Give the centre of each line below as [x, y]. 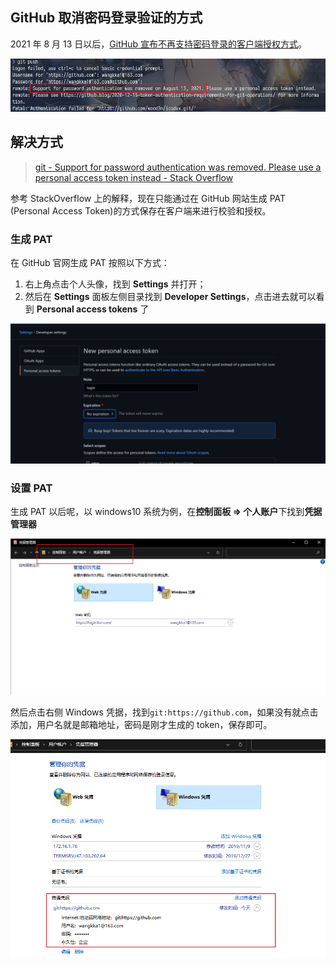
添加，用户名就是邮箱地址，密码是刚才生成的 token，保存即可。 [141, 724]
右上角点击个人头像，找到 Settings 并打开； [115, 284]
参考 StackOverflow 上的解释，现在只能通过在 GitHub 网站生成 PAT [148, 198]
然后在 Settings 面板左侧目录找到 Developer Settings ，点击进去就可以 [170, 297]
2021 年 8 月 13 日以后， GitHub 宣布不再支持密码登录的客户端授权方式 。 [158, 44]
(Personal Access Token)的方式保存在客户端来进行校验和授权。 [141, 210]
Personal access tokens [87, 309]
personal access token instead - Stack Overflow [134, 177]
